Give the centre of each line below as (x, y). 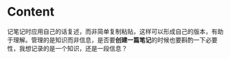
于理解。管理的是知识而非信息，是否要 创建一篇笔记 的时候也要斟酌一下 (106, 40)
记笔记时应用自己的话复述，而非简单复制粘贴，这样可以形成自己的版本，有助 (115, 31)
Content (31, 12)
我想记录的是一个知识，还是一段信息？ (73, 48)
